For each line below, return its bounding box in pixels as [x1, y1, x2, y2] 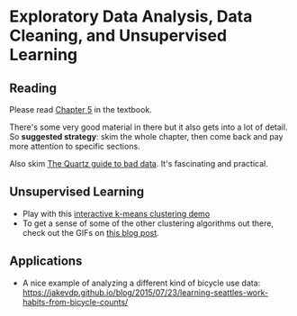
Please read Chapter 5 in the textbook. [9, 104, 153, 114]
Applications [9, 254, 83, 269]
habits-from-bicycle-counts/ [22, 296, 129, 307]
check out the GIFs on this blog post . [22, 227, 159, 238]
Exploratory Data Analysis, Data [9, 6, 253, 27]
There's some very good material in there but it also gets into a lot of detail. [9, 122, 288, 132]
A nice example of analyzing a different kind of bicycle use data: [22, 277, 261, 288]
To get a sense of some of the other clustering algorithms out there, [22, 218, 274, 229]
